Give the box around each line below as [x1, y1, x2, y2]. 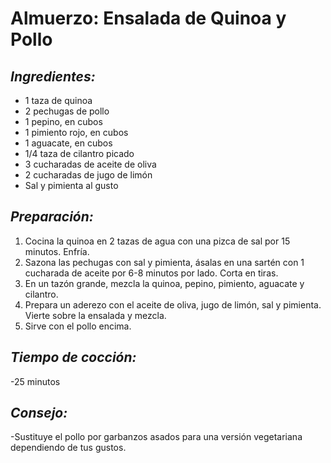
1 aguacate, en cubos [24, 137, 113, 149]
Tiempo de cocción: [10, 349, 137, 366]
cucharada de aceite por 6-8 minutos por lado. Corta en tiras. [24, 267, 279, 279]
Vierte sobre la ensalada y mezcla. [24, 309, 167, 321]
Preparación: [10, 208, 94, 226]
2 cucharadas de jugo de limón [24, 169, 153, 181]
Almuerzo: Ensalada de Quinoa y [10, 7, 287, 30]
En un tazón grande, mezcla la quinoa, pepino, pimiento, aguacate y [24, 277, 305, 289]
